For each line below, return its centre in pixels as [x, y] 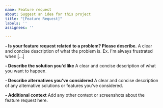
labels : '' [16, 23]
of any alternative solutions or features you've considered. [64, 86]
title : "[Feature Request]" [34, 19]
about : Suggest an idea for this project [48, 14]
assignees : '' [20, 28]
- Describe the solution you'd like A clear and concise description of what [81, 66]
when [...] [15, 56]
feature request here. [27, 100]
